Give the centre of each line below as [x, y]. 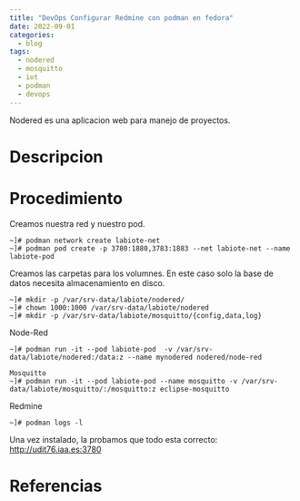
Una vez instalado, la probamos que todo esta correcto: [114, 439]
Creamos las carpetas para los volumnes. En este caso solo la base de [142, 273]
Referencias [56, 486]
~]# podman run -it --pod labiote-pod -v [91, 349]
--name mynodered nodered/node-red [194, 357]
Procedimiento [66, 198]
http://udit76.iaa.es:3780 [55, 449]
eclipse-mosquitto [195, 389]
